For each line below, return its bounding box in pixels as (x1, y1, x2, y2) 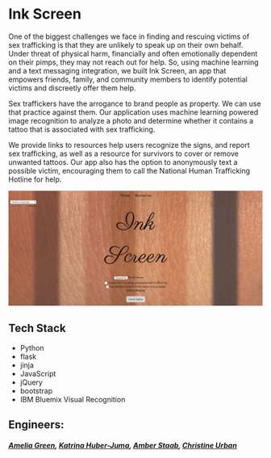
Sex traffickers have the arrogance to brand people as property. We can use (8, 99, 261, 108)
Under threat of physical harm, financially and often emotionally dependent (8, 48, 258, 58)
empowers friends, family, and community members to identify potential (8, 74, 248, 84)
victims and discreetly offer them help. (8, 82, 136, 93)
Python (19, 342, 44, 352)
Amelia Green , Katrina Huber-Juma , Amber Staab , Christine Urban (8, 440, 238, 450)
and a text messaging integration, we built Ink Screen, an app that (8, 65, 227, 75)
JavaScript (19, 368, 56, 378)
